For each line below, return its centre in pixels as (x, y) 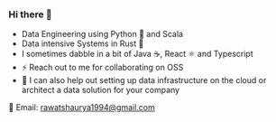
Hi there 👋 (31, 14)
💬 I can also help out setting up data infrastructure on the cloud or (144, 80)
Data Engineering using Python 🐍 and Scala (102, 34)
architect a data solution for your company (101, 90)
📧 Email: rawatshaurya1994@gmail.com (82, 108)
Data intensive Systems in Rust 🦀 (83, 43)
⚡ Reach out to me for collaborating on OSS (102, 68)
